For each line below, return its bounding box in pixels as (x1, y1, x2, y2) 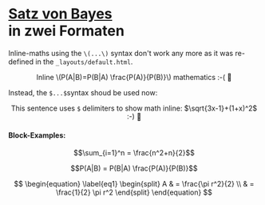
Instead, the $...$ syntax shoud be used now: (8, 87, 158, 97)
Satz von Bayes (8, 5, 113, 23)
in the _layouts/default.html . (35, 57, 133, 66)
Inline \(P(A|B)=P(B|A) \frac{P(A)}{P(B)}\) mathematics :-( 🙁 (36, 72, 232, 82)
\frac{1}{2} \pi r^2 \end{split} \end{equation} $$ (55, 187, 213, 197)
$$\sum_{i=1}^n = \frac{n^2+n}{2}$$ (73, 148, 196, 158)
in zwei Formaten (8, 22, 125, 40)
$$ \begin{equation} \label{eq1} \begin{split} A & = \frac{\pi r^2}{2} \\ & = (14, 179, 255, 189)
